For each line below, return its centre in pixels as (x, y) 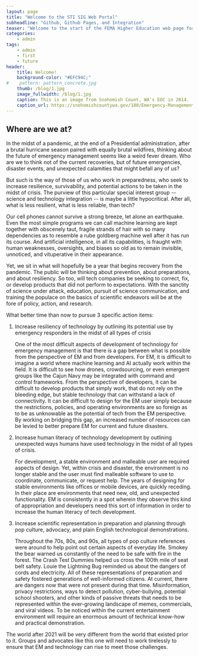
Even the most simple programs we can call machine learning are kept (92, 223)
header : (16, 67)
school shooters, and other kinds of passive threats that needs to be (98, 598)
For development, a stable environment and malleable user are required (102, 462)
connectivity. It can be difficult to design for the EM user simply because (103, 401)
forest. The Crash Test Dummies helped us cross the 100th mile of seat (101, 560)
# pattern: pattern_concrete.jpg (51, 83)
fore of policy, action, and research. (49, 304)
